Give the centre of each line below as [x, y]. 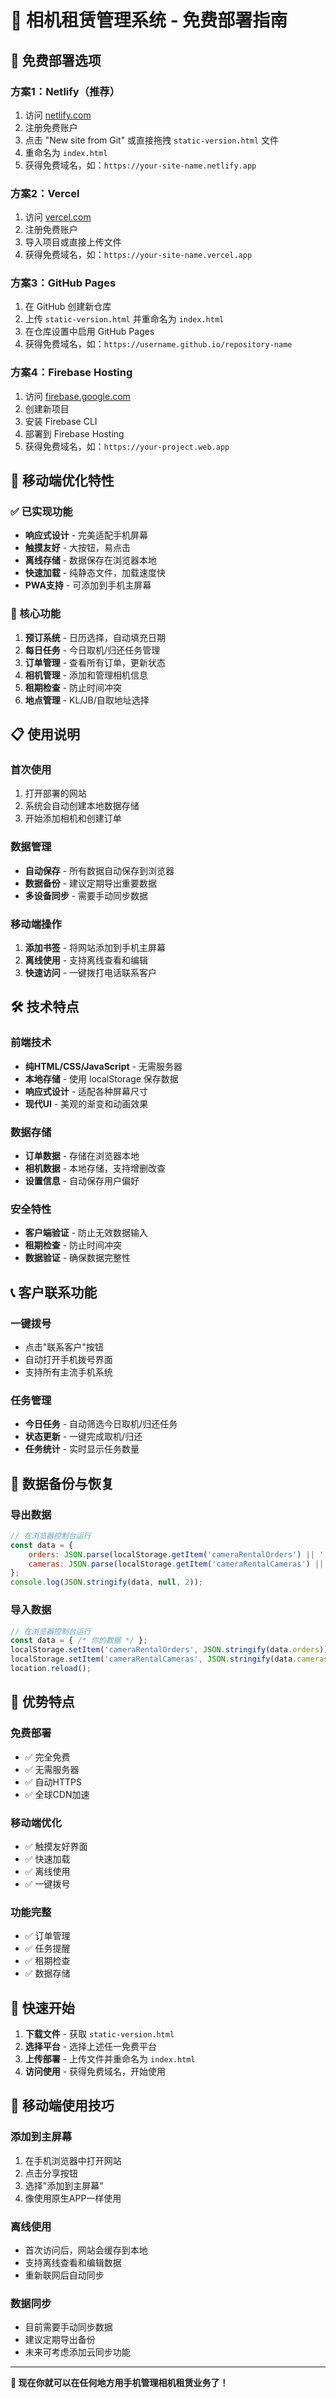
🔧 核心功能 [36, 614]
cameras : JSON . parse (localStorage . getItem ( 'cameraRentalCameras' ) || [176, 1564]
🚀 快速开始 [42, 2007]
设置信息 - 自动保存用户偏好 [82, 1181]
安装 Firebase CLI [61, 421]
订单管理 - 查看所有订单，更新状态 [95, 662]
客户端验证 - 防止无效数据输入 [86, 1233]
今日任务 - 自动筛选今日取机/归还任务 [101, 1424]
